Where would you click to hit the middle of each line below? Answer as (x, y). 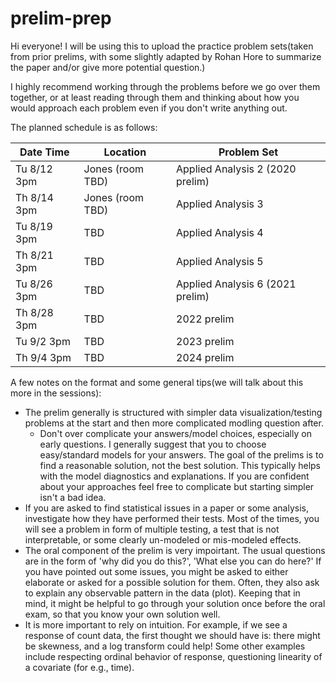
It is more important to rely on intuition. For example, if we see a (156, 624)
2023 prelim (205, 341)
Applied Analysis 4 (220, 232)
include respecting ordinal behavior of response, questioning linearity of (173, 656)
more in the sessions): (56, 393)
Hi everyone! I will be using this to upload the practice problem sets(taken (162, 46)
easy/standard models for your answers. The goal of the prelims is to (181, 454)
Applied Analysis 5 (220, 261)
